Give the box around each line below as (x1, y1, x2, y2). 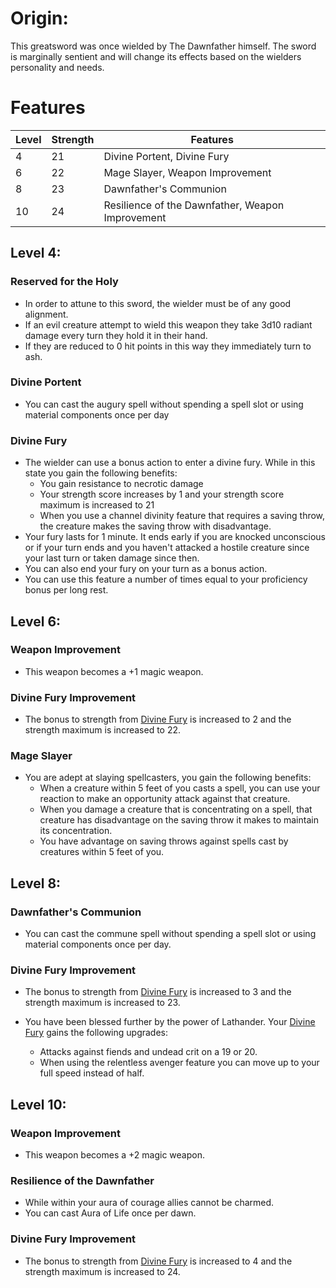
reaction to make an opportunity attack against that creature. (39, 793, 291, 805)
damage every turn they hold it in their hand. (24, 329, 208, 341)
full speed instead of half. (39, 1067, 145, 1079)
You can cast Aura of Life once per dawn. (24, 1207, 197, 1219)
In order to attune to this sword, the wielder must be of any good (24, 297, 292, 309)
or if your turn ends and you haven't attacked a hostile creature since (24, 542, 310, 554)
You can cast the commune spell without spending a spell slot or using (24, 928, 317, 940)
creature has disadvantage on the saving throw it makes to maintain (39, 814, 319, 826)
